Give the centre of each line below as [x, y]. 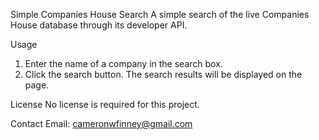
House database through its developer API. [99, 25]
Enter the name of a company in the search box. [123, 63]
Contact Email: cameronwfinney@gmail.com [101, 123]
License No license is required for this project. [105, 104]
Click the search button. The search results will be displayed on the [163, 74]
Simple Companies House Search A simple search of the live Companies [160, 14]
